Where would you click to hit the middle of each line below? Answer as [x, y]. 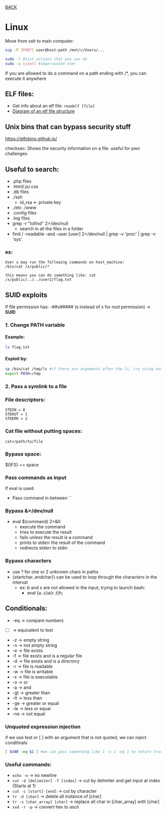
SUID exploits [26, 295]
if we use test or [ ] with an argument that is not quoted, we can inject [76, 737]
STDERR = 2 [16, 419]
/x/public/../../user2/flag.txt [38, 280]
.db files [21, 192]
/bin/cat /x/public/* [27, 267]
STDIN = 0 [15, 410]
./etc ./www [24, 207]
